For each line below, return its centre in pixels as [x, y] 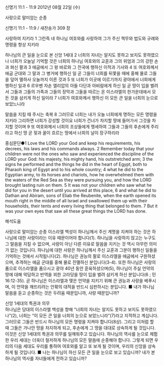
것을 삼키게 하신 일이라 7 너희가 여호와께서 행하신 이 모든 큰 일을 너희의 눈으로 [84, 98]
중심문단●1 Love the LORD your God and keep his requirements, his [73, 143]
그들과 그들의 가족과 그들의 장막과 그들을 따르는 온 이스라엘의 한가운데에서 [81, 92]
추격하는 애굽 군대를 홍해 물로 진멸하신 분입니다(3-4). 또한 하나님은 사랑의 [86, 262]
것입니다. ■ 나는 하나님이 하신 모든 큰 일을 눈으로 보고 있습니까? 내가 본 [87, 352]
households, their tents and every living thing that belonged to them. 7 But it [81, 206]
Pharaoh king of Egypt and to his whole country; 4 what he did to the [74, 170]
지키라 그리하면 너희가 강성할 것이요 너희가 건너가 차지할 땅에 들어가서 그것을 [78, 121]
